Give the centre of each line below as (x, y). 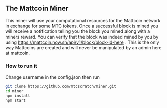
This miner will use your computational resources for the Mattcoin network (83, 20)
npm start (16, 100)
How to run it (21, 66)
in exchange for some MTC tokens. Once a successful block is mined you (82, 26)
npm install (18, 96)
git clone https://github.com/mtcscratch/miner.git (61, 86)
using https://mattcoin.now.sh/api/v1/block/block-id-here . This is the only (82, 42)
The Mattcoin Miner (37, 8)
